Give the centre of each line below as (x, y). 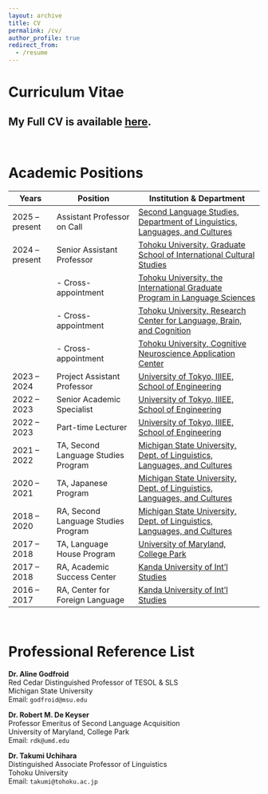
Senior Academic (89, 399)
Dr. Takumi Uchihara (43, 756)
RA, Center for (83, 590)
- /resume (32, 53)
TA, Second (78, 445)
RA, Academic (83, 567)
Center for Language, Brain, (190, 320)
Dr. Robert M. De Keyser (49, 714)
